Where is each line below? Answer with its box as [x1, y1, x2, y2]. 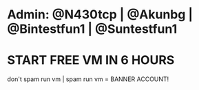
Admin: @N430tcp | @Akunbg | [7, 7, 193, 22]
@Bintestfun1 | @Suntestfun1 [7, 21, 178, 37]
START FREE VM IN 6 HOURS [7, 52, 175, 68]
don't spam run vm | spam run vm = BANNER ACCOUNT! [7, 75, 169, 83]
